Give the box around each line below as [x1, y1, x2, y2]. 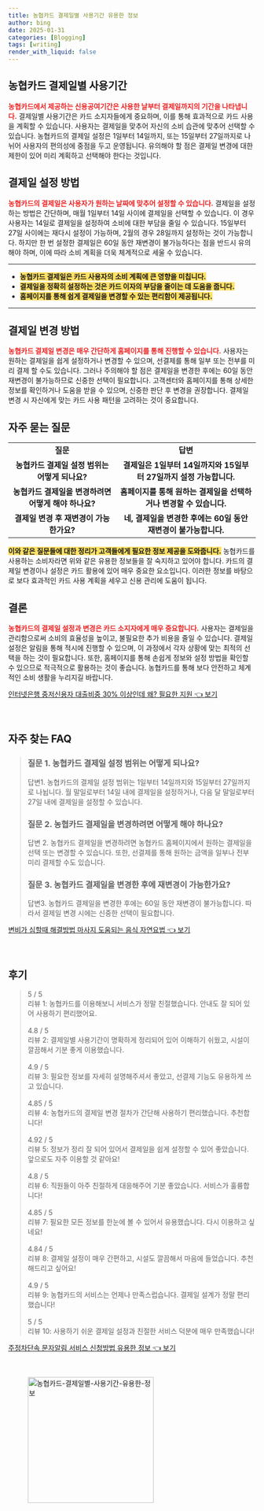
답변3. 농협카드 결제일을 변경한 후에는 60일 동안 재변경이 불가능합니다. [27, 899, 244, 908]
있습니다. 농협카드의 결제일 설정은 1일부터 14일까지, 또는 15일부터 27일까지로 [8, 131, 243, 140]
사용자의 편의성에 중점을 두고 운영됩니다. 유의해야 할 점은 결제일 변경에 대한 [22, 141, 254, 150]
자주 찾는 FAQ [8, 733, 72, 746]
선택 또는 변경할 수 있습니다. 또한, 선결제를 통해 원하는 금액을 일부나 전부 [27, 848, 250, 858]
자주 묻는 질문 [8, 420, 71, 434]
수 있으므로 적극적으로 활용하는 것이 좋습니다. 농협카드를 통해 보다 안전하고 [8, 663, 237, 673]
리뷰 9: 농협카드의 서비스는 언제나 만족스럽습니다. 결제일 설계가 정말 [27, 1290, 236, 1299]
